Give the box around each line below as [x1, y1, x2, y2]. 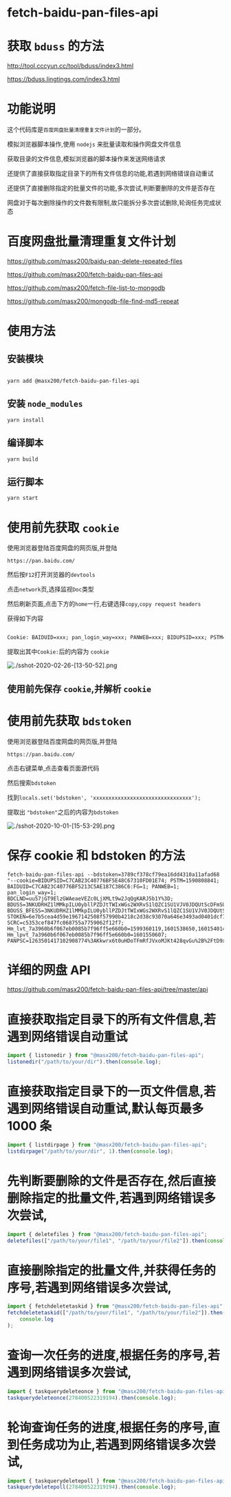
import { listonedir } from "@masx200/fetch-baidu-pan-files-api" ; [7, 1052, 205, 1059]
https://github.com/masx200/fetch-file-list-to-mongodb [7, 284, 166, 292]
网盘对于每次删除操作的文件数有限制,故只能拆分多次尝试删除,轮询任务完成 [7, 198, 216, 207]
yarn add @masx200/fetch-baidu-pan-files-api [7, 377, 140, 384]
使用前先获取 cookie [7, 520, 120, 535]
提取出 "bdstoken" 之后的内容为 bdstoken [7, 808, 119, 816]
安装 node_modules [7, 398, 83, 410]
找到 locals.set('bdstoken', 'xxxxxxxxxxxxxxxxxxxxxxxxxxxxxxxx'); [7, 793, 201, 802]
